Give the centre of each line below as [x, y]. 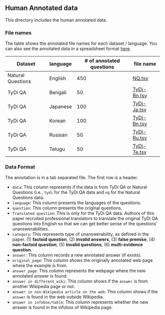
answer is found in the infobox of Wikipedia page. [62, 308]
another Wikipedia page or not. [43, 286]
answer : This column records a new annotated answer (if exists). [77, 255]
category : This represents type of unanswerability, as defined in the [81, 234]
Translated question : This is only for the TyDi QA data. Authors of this [83, 213]
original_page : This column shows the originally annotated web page [82, 260]
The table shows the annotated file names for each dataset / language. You [81, 43]
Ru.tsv [140, 138]
